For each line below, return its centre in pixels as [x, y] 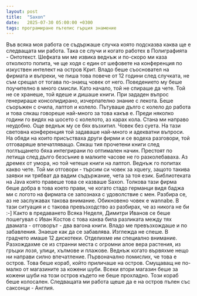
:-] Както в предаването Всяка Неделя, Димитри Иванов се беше [88, 213]
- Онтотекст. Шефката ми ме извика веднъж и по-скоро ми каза [86, 57]
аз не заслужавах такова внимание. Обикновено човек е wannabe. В [93, 201]
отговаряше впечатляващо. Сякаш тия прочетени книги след [83, 144]
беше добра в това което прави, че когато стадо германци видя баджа [95, 188]
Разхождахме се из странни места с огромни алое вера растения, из [94, 244]
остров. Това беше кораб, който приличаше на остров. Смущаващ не [94, 263]
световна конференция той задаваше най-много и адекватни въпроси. [95, 132]
